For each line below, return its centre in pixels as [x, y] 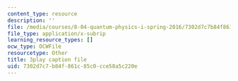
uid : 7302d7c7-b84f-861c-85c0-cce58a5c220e [73, 66]
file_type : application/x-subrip [57, 33]
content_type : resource [42, 14]
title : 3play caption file [47, 60]
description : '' [31, 20]
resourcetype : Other [38, 54]
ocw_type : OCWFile [34, 46]
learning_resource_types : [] [50, 40]
